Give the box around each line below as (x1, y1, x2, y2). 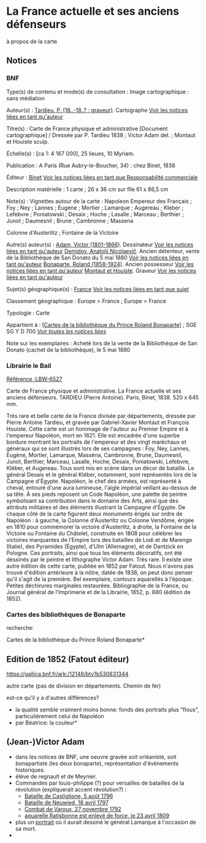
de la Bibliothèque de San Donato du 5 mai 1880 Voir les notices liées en (6, 254, 189, 261)
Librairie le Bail (6, 361, 51, 370)
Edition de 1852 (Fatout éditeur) (6, 654, 129, 664)
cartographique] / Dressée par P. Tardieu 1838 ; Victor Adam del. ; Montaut (6, 131, 196, 139)
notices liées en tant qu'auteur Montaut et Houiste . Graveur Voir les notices (6, 267, 196, 274)
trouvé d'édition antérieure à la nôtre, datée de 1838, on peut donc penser (6, 568, 193, 576)
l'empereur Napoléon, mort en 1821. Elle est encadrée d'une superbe (6, 431, 180, 439)
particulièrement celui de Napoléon (15, 713, 104, 720)
